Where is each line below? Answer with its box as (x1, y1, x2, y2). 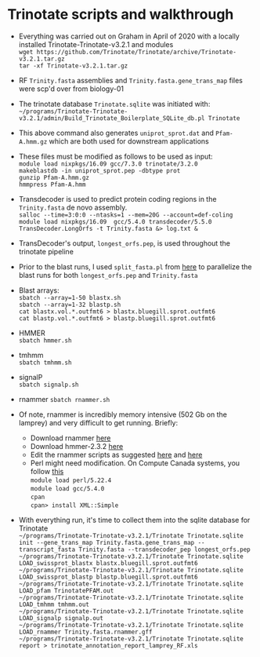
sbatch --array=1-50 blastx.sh (18, 294, 121, 301)
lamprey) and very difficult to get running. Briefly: (18, 418, 178, 427)
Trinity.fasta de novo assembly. (18, 203, 128, 212)
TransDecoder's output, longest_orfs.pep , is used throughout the (18, 238, 230, 248)
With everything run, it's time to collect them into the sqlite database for (18, 515, 251, 524)
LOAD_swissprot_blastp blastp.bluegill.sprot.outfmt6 (18, 573, 198, 581)
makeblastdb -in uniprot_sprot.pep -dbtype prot (18, 166, 181, 174)
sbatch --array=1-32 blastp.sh (18, 301, 121, 308)
